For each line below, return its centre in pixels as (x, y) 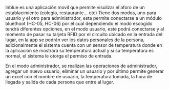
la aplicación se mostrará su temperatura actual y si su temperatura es (80, 51)
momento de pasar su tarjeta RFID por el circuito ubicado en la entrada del (84, 34)
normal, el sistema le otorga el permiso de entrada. (59, 56)
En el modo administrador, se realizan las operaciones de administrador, (81, 66)
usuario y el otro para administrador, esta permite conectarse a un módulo (84, 18)
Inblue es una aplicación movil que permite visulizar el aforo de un (75, 7)
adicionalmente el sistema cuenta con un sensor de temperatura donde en (84, 45)
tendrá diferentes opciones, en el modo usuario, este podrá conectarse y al (85, 29)
